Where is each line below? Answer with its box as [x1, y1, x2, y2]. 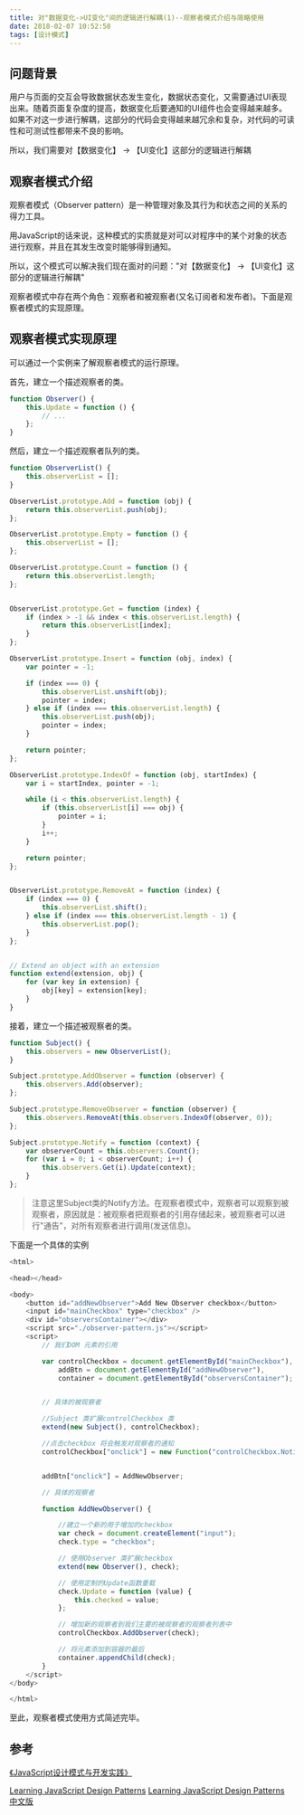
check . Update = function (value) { [57, 1587, 193, 1596]
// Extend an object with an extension [9, 961, 160, 970]
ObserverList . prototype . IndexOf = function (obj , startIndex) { [9, 770, 257, 779]
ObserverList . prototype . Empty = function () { [9, 530, 188, 539]
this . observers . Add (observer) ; [25, 1080, 144, 1089]
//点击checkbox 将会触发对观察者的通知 [42, 1440, 175, 1449]
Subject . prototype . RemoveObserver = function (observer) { [9, 1105, 237, 1114]
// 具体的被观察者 [42, 1398, 101, 1407]
